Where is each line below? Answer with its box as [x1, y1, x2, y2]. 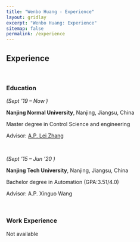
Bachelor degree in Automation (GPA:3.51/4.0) [6, 179, 119, 186]
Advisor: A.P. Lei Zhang [6, 132, 64, 139]
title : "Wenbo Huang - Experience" [6, 8, 95, 15]
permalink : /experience [6, 31, 66, 37]
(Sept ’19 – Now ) [6, 97, 48, 105]
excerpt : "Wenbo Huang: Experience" [6, 20, 97, 26]
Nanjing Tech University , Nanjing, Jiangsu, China [6, 167, 129, 174]
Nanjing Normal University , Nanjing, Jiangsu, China [6, 109, 135, 117]
